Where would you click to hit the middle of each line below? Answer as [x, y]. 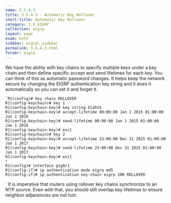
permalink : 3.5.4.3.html [32, 48]
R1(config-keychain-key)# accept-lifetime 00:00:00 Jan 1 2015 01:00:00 [84, 112]
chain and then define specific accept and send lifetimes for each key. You [84, 73]
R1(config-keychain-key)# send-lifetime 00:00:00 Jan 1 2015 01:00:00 [82, 121]
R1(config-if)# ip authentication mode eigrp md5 [59, 170]
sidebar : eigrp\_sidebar [32, 43]
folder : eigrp [20, 53]
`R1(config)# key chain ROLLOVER [41, 98]
